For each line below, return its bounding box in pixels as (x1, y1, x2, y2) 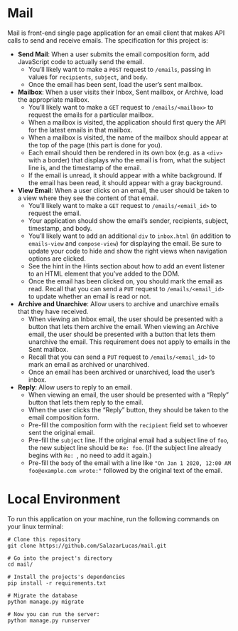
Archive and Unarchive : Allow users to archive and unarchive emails (17, 299, 220, 308)
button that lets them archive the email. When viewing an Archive (28, 322, 219, 330)
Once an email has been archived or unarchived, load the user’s (28, 367, 215, 376)
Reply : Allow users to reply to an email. (17, 382, 133, 391)
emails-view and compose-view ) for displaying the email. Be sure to (28, 239, 222, 247)
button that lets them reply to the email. (28, 397, 144, 407)
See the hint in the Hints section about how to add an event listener (28, 261, 225, 270)
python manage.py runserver (7, 617, 91, 624)
